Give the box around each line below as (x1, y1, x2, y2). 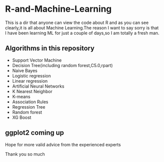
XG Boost (12, 114, 32, 120)
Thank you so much (5, 151, 45, 157)
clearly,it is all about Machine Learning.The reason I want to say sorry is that (5, 24, 159, 30)
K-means (12, 93, 31, 99)
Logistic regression (12, 72, 51, 79)
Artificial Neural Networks (12, 83, 65, 89)
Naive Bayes (12, 68, 38, 73)
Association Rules (12, 99, 48, 105)
